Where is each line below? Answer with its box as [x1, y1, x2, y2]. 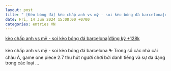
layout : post [5, 7, 33, 13]
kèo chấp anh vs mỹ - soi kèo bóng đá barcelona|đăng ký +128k [5, 35, 140, 42]
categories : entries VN [5, 21, 56, 27]
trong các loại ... [5, 60, 39, 66]
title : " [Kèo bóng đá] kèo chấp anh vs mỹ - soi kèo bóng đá [5, 12, 140, 17]
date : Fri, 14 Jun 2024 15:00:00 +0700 [5, 17, 90, 22]
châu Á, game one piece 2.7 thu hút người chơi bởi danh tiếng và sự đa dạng [5, 54, 165, 61]
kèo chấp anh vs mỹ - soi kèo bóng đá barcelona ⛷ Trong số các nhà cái [5, 48, 158, 54]
